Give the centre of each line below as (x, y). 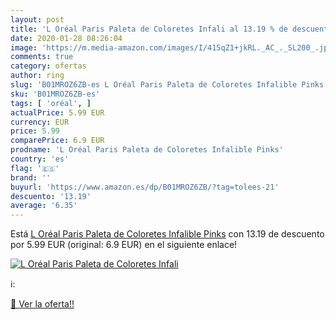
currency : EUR (40, 122)
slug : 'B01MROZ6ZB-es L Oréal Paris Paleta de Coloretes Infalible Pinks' (169, 85)
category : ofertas (48, 66)
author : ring (37, 76)
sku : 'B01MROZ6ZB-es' (55, 94)
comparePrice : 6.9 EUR (57, 141)
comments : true (42, 57)
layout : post (37, 19)
